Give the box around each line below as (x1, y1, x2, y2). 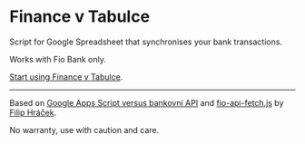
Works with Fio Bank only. (9, 53, 106, 64)
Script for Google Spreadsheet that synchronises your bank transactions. (9, 36, 283, 47)
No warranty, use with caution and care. (9, 124, 160, 135)
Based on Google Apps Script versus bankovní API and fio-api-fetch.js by (9, 97, 284, 108)
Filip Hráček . (9, 107, 57, 118)
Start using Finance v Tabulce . (9, 71, 123, 82)
